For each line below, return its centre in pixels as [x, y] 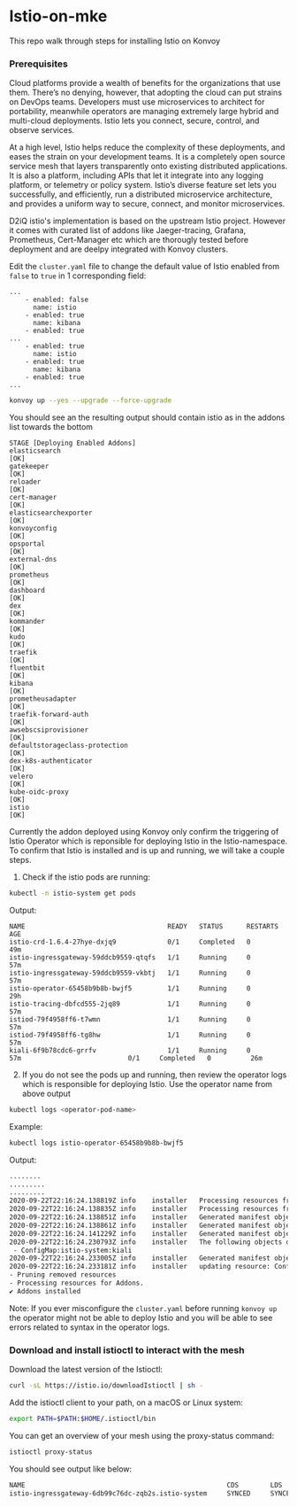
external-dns [33, 560]
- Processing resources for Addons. [76, 1283]
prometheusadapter [43, 699]
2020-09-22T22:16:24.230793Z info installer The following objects [146, 1242]
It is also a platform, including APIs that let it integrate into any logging [136, 175]
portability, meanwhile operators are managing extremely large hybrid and [144, 112]
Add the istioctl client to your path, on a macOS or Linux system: [126, 1402]
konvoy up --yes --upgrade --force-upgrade [91, 400]
